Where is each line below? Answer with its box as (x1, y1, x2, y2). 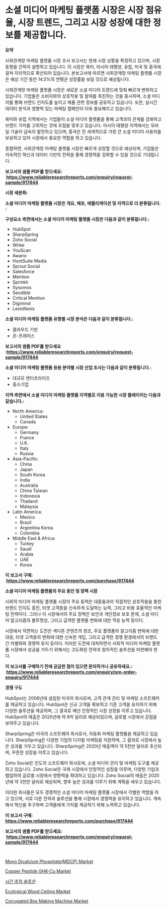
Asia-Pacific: (12, 456, 39, 462)
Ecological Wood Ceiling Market (5, 888, 71, 894)
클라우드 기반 (12, 326, 38, 332)
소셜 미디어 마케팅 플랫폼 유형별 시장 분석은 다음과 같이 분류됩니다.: (5, 316, 134, 322)
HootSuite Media (12, 258, 47, 264)
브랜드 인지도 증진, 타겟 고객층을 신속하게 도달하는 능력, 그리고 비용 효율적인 (5, 604, 153, 611)
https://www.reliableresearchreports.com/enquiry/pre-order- (6, 669, 137, 675)
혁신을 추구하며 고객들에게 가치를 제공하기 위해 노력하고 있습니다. (14, 801, 141, 808)
